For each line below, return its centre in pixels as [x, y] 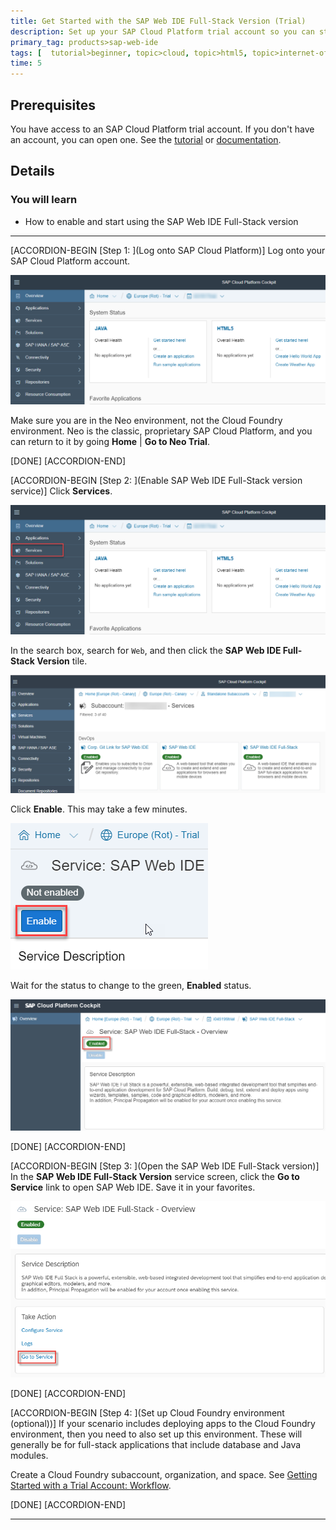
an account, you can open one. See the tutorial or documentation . [146, 139]
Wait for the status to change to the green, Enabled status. [131, 986]
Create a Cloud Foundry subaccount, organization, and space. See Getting [164, 1474]
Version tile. [62, 661]
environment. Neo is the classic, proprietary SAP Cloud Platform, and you [161, 431]
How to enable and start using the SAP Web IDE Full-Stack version [161, 221]
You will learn [44, 200]
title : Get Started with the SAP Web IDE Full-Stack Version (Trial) [158, 21]
